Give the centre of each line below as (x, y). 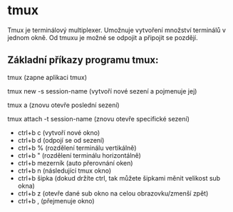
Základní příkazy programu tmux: (83, 60)
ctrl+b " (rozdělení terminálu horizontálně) (79, 155)
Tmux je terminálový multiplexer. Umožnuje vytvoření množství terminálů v (117, 30)
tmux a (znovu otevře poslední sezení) (63, 105)
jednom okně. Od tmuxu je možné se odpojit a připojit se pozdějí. (103, 37)
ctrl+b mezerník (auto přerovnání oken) (75, 163)
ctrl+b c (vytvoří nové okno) (59, 132)
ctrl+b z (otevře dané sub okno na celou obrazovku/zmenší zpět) (113, 193)
